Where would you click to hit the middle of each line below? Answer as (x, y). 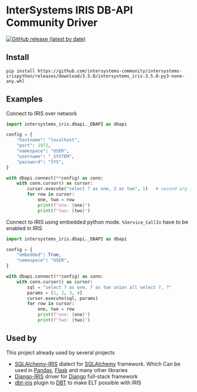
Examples (24, 99)
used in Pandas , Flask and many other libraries (71, 370)
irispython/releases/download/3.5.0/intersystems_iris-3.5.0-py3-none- (95, 76)
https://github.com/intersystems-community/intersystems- (110, 71)
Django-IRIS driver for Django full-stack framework (76, 376)
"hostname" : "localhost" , (48, 140)
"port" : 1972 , (34, 146)
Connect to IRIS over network (42, 113)
